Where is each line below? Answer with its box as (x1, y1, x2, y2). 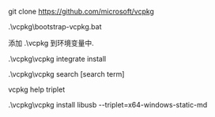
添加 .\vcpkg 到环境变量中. (8, 39, 95, 47)
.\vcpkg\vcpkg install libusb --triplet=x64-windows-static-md (8, 100, 208, 109)
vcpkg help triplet (8, 85, 66, 94)
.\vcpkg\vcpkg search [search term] (8, 70, 125, 78)
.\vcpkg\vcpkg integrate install (8, 55, 107, 63)
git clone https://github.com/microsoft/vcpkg (8, 7, 154, 16)
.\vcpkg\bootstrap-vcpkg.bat (8, 22, 102, 31)
